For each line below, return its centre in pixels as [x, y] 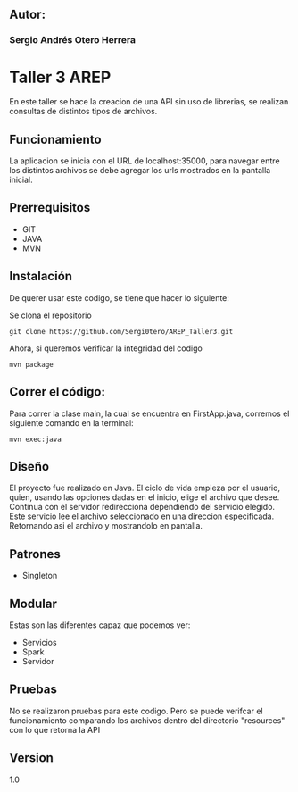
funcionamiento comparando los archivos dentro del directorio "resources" [147, 720]
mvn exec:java [36, 439]
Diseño [29, 467]
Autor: [28, 15]
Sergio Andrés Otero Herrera [73, 40]
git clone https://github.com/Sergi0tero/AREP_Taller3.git [121, 331]
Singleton [40, 576]
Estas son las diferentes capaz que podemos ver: [100, 625]
